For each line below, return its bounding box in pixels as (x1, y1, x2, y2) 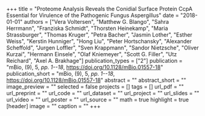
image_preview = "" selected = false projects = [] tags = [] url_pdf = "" (6, 83, 184, 90)
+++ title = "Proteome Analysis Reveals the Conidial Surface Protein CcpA (6, 5, 193, 12)
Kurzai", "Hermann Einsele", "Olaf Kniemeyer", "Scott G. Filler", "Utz (6, 51, 177, 57)
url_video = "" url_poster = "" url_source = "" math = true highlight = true (6, 96, 189, 103)
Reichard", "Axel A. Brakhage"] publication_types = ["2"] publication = (6, 57, 183, 64)
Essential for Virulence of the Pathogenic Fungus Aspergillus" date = (6, 12, 179, 19)
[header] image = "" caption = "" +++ (6, 103, 101, 109)
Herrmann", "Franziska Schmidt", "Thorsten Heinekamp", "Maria (6, 24, 168, 32)
